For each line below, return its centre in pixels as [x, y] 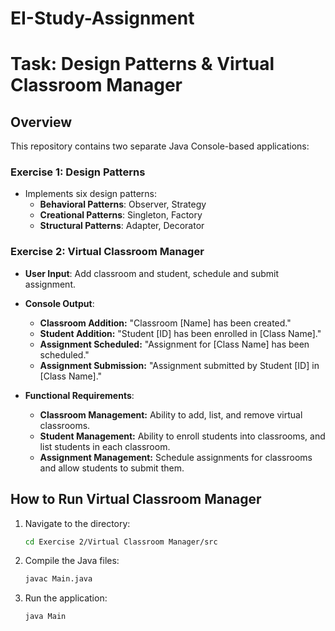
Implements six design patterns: [91, 194]
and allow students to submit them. [112, 468]
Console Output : [59, 303]
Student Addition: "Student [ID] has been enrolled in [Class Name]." [180, 333]
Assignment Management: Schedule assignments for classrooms [176, 457]
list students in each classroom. [105, 446]
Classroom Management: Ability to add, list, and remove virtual [171, 414]
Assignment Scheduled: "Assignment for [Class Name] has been [174, 344]
